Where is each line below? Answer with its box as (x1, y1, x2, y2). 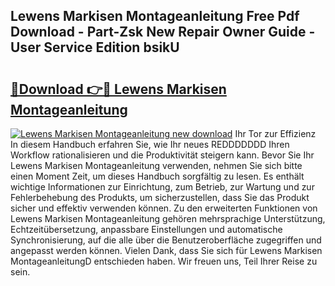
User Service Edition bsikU (10, 39, 180, 56)
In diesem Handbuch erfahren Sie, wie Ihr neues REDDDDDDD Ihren (10, 139, 290, 150)
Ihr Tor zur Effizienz (234, 128, 317, 139)
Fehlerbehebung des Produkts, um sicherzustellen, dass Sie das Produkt (10, 192, 310, 203)
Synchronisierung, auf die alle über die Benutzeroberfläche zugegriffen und (10, 234, 322, 246)
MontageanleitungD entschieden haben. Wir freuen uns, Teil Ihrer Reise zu (10, 255, 318, 267)
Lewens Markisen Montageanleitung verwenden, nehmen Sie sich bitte (10, 160, 303, 171)
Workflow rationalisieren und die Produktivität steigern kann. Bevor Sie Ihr (10, 149, 315, 161)
